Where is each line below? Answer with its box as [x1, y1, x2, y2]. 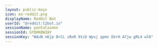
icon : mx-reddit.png [5, 12, 48, 17]
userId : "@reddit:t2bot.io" [5, 21, 63, 26]
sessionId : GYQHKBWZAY [5, 30, 52, 35]
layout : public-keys [5, 7, 48, 12]
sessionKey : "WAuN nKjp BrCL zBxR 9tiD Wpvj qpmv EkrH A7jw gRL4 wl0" [5, 35, 154, 40]
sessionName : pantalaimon [5, 25, 58, 30]
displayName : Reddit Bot [5, 16, 56, 21]
